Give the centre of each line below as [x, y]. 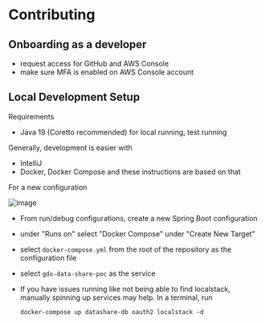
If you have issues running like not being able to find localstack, [125, 289]
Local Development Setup [74, 97]
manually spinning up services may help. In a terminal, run [116, 297]
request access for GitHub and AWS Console [94, 63]
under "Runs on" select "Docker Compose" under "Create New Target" [137, 233]
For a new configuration [48, 187]
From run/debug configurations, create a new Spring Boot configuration [139, 218]
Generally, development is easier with [70, 147]
